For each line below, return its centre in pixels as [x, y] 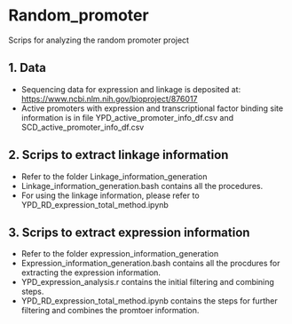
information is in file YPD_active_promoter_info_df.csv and [127, 117]
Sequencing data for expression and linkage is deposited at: [131, 89]
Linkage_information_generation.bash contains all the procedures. [142, 186]
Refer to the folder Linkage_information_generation [114, 176]
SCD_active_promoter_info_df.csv [83, 127]
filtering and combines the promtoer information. [110, 311]
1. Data [27, 68]
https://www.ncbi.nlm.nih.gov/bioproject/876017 [109, 99]
